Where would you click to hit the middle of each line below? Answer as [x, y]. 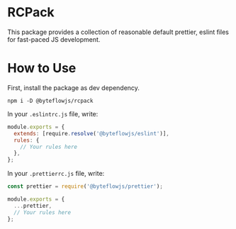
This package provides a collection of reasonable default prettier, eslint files [118, 32]
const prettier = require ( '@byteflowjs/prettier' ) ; [85, 186]
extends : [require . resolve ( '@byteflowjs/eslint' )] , [92, 133]
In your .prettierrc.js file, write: [56, 174]
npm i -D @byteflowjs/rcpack [50, 101]
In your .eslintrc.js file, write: [53, 113]
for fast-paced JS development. [54, 39]
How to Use [42, 68]
